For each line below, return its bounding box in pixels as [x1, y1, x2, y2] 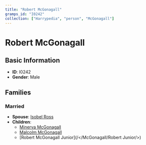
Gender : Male [12, 74, 40, 80]
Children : [12, 119, 32, 125]
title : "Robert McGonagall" [5, 7, 62, 12]
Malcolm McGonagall [19, 129, 62, 135]
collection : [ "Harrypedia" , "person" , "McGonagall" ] [5, 16, 114, 21]
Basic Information [5, 56, 60, 64]
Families [5, 88, 31, 97]
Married [5, 103, 24, 110]
